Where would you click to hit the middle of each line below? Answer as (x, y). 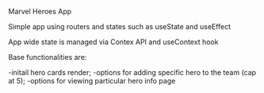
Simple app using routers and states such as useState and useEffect (120, 26)
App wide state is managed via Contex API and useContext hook (113, 42)
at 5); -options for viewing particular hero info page (92, 81)
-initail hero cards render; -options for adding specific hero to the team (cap (132, 73)
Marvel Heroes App (40, 11)
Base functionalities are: (48, 57)
